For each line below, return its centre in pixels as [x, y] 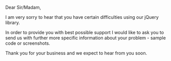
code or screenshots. [28, 43]
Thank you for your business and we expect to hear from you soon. [76, 53]
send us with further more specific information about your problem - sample [86, 38]
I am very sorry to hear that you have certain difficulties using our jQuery [82, 17]
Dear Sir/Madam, [23, 7]
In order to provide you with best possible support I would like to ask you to [85, 32]
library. [13, 23]
